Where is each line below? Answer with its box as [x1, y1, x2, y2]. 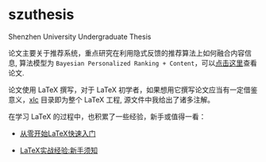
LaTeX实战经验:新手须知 [19, 145, 98, 155]
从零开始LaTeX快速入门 [19, 129, 96, 138]
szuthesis [8, 6, 75, 24]
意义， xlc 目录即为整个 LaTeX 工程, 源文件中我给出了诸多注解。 [8, 94, 214, 104]
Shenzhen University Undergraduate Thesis [8, 32, 152, 41]
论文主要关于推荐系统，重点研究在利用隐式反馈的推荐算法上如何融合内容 [8, 48, 245, 57]
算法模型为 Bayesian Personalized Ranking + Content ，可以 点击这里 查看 [18, 58, 258, 67]
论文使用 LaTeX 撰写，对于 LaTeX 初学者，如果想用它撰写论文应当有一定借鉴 [8, 85, 258, 94]
